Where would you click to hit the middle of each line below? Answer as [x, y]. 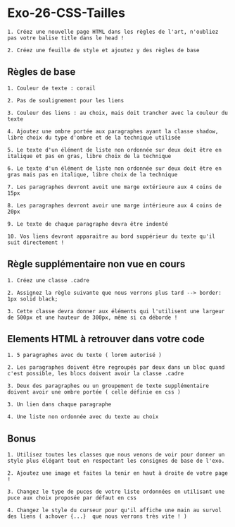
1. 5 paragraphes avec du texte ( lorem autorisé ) [84, 355]
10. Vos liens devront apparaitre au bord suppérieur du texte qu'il [112, 236]
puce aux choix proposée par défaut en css [72, 498]
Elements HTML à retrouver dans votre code [106, 339]
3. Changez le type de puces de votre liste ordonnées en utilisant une [116, 492]
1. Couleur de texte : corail [52, 88]
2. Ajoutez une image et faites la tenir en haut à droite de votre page [118, 473]
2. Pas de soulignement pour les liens [66, 100]
